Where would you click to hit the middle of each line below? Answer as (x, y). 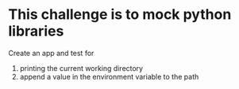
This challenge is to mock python (120, 15)
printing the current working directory (81, 68)
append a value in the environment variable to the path (109, 76)
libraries (36, 31)
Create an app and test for (51, 53)
